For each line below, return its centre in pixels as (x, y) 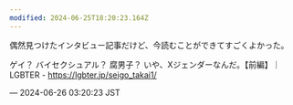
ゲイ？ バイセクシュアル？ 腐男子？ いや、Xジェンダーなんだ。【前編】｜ (145, 64)
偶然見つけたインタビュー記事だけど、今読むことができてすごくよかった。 (149, 45)
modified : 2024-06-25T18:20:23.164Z (79, 18)
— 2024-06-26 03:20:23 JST (65, 92)
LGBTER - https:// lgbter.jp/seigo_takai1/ (83, 75)
